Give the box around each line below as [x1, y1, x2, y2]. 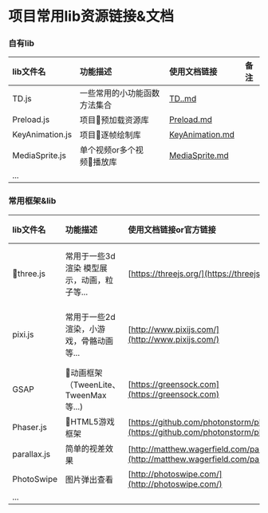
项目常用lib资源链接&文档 [8, 7, 174, 26]
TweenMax [65, 389, 107, 401]
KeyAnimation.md [168, 129, 235, 140]
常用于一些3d [65, 251, 116, 262]
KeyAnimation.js [12, 129, 73, 140]
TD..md [168, 93, 197, 105]
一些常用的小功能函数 [79, 88, 160, 99]
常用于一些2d [65, 311, 116, 322]
